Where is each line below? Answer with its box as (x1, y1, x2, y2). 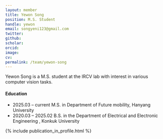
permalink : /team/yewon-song (5, 60, 67, 65)
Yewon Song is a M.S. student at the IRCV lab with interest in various (5, 73, 148, 79)
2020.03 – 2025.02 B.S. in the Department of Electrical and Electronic (12, 113, 158, 119)
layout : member (5, 7, 37, 13)
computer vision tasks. (5, 79, 53, 85)
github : (5, 36, 22, 41)
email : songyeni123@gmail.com (5, 26, 69, 32)
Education (5, 90, 27, 97)
